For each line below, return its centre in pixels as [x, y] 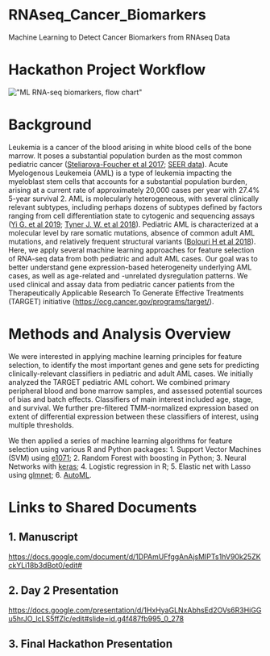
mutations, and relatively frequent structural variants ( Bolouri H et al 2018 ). [132, 241]
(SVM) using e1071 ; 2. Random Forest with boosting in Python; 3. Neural [128, 458]
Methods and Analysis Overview [120, 334]
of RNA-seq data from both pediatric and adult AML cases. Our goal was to [133, 258]
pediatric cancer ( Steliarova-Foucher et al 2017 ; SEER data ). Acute [118, 164]
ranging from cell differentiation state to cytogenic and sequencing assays [132, 215]
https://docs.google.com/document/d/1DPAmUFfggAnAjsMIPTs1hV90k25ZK [135, 556]
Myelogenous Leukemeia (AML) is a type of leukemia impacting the [120, 173]
